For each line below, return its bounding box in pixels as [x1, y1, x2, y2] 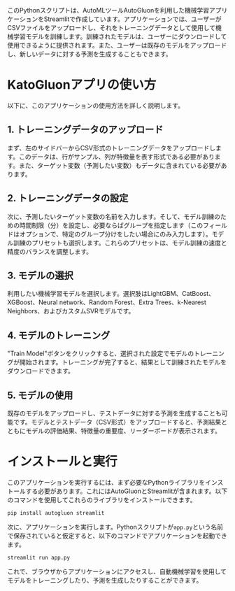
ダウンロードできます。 [7, 366, 75, 376]
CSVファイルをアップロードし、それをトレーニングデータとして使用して [7, 24, 216, 31]
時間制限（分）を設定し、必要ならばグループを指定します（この [19, 221, 204, 229]
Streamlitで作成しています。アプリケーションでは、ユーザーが [43, 15, 222, 23]
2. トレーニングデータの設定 [7, 192, 129, 204]
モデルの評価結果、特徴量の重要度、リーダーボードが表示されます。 [25, 427, 222, 435]
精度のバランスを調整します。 [7, 247, 93, 255]
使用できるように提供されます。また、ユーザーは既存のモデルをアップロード [7, 41, 227, 49]
